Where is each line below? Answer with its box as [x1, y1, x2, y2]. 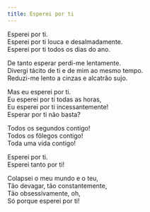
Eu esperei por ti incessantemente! [7, 102, 109, 111]
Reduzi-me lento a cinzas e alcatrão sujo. [7, 74, 128, 82]
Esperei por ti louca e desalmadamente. [7, 37, 123, 46]
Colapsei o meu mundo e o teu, [7, 174, 99, 182]
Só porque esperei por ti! [7, 196, 80, 205]
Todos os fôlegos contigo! [7, 131, 83, 140]
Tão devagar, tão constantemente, [7, 182, 108, 190]
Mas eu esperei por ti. [7, 87, 71, 96]
